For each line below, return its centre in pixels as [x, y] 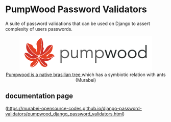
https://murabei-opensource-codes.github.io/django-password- [74, 108]
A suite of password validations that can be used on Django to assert [78, 23]
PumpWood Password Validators [76, 9]
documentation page [39, 96]
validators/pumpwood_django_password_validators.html [64, 114]
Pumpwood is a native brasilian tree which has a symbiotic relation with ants [86, 75]
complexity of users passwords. [39, 29]
